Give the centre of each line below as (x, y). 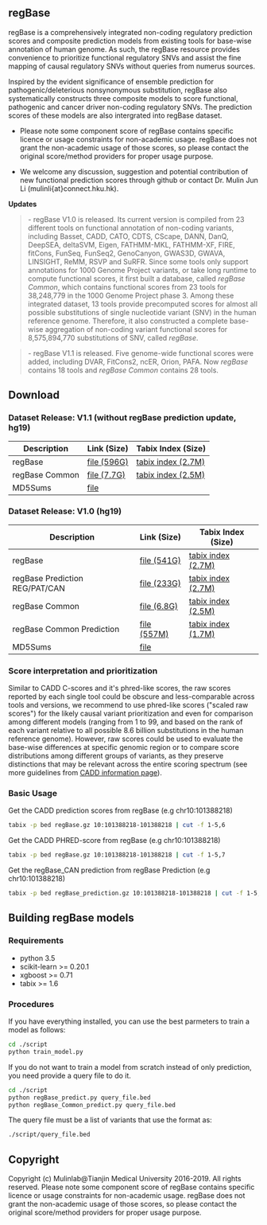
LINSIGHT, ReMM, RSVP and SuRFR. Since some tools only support (138, 261)
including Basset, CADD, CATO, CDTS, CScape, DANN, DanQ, (128, 236)
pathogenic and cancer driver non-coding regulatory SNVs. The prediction (130, 107)
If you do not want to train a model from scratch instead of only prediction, (130, 1067)
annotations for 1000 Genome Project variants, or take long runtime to (142, 270)
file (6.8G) (159, 606)
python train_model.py (46, 1051)
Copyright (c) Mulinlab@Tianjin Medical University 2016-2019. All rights (125, 1179)
